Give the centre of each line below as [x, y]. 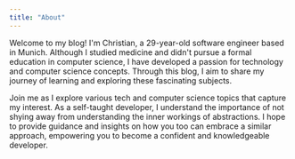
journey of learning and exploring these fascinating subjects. [121, 80]
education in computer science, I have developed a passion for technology [146, 61]
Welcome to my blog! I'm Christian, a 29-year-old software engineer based [147, 43]
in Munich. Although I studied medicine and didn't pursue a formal [131, 52]
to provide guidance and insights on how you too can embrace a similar [140, 126]
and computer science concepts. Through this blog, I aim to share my [137, 71]
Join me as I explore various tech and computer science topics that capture [148, 98]
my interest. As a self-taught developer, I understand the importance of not [147, 107]
